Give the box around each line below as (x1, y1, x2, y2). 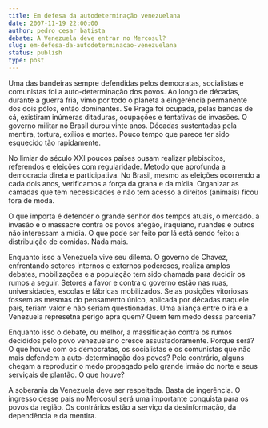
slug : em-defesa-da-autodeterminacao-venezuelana (8, 42, 178, 50)
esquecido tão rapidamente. (8, 138, 102, 147)
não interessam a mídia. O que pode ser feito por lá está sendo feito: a (8, 228, 240, 238)
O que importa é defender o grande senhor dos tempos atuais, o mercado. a (8, 211, 260, 221)
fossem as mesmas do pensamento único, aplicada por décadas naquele (8, 294, 250, 304)
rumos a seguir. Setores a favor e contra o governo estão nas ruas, (8, 278, 229, 287)
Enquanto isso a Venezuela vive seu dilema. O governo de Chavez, (8, 252, 229, 262)
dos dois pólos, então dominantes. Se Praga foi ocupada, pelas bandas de (8, 103, 254, 113)
